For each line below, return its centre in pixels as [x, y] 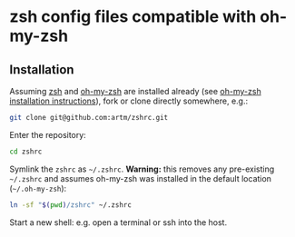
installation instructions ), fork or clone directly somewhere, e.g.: [128, 101]
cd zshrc [26, 152]
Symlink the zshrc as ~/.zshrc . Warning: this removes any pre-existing [142, 169]
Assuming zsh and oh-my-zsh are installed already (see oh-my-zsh [135, 91]
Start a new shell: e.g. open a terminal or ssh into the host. [118, 222]
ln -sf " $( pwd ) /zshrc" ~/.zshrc [70, 205]
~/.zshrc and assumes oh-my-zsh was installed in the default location [141, 178]
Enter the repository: [48, 134]
